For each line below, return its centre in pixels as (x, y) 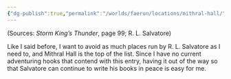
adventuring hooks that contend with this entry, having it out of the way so (112, 61)
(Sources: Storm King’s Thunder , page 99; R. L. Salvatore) (89, 33)
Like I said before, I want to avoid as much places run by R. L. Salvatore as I (114, 46)
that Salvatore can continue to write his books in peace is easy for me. (107, 68)
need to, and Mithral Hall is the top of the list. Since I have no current (104, 54)
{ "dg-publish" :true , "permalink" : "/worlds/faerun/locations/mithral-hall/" (117, 13)
